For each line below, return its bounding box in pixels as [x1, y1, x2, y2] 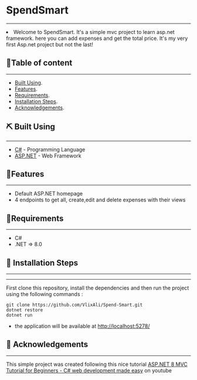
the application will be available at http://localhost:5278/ [14, 322, 151, 329]
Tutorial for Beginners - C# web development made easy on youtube [6, 366, 172, 374]
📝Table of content [6, 58, 73, 68]
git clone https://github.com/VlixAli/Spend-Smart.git [6, 302, 143, 308]
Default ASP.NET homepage [14, 190, 83, 197]
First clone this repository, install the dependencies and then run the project [6, 284, 189, 291]
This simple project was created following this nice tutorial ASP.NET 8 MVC [6, 361, 188, 368]
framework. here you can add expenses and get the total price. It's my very [6, 35, 188, 42]
